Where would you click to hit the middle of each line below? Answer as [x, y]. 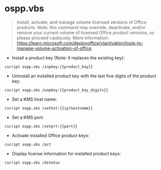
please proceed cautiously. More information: [63, 38]
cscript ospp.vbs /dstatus [32, 163]
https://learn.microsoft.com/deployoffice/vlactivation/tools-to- [80, 43]
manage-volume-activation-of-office [54, 48]
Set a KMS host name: [34, 99]
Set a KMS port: [28, 117]
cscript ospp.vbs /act [28, 144]
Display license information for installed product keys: [66, 153]
